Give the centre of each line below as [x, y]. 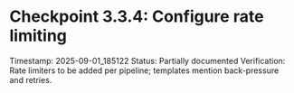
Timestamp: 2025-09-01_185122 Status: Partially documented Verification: [147, 60]
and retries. [31, 79]
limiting [38, 36]
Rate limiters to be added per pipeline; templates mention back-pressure [144, 70]
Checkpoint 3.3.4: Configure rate [137, 17]
